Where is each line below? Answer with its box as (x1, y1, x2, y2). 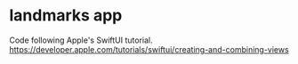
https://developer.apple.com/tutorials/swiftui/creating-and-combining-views (9, 44, 289, 54)
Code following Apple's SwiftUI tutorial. (9, 35, 153, 45)
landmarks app (9, 5, 123, 26)
